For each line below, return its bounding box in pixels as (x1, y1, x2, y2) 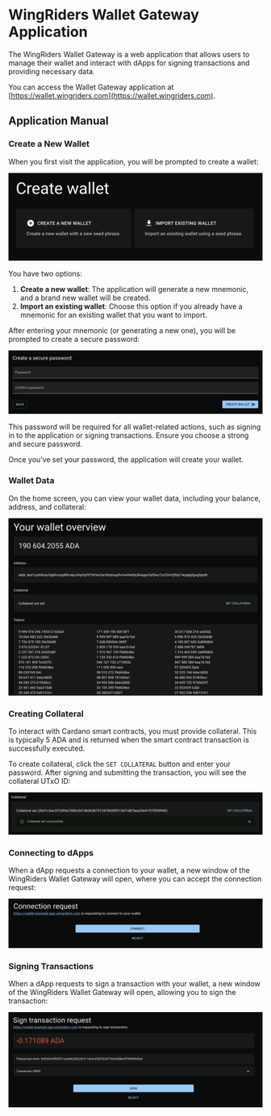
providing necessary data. (8, 66, 95, 76)
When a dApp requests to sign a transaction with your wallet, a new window (8, 979, 261, 989)
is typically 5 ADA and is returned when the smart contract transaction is (8, 735, 250, 745)
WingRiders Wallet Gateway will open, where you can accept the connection (8, 874, 262, 884)
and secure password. (8, 439, 83, 449)
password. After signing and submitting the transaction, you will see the (8, 768, 247, 777)
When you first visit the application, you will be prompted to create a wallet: (8, 156, 259, 166)
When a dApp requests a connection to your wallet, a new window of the (8, 865, 250, 876)
